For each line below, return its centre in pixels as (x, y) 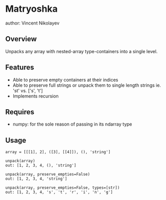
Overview (21, 39)
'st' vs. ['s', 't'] (28, 90)
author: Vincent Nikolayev (32, 23)
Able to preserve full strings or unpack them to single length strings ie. (87, 85)
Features (20, 68)
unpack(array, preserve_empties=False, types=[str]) (63, 188)
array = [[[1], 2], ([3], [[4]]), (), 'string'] (58, 152)
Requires (20, 112)
